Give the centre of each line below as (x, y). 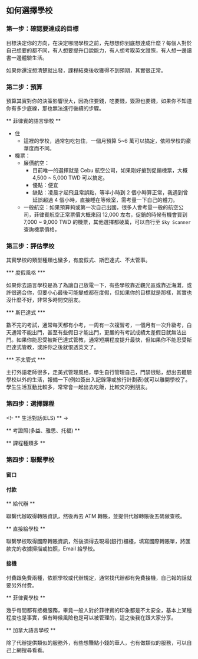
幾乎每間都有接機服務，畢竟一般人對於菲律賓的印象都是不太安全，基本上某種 (99, 610)
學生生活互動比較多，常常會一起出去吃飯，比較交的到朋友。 (78, 387)
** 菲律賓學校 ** (26, 598)
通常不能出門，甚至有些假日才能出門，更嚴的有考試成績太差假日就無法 (96, 332)
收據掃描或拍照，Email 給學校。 (60, 549)
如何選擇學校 (29, 11)
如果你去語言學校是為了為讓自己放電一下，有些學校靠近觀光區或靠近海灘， (96, 285)
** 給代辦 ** (21, 504)
